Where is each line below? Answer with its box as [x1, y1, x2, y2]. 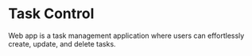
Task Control [8, 5, 95, 23]
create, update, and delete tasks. [8, 39, 117, 48]
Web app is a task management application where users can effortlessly [8, 31, 245, 40]
